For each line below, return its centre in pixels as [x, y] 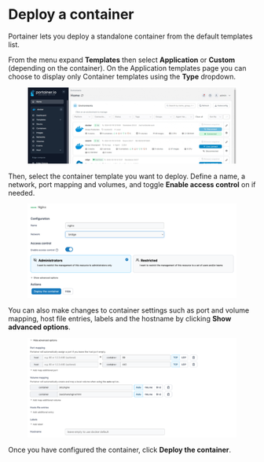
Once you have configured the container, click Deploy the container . [120, 450]
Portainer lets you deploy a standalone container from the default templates [130, 36]
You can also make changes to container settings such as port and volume [129, 310]
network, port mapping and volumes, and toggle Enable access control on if [132, 184]
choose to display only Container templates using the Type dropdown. [122, 76]
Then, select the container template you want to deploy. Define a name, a [127, 176]
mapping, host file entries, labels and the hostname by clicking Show [120, 319]
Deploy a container [71, 15]
